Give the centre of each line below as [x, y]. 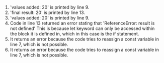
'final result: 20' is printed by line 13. [48, 12]
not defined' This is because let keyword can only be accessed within [82, 28]
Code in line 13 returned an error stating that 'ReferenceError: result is [82, 23]
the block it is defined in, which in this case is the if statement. [74, 34]
